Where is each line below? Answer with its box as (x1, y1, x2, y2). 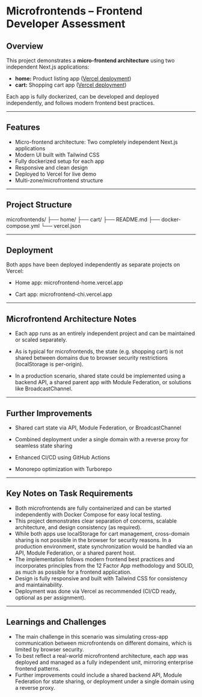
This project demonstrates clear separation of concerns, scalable (14, 517, 177, 524)
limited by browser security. (14, 645, 84, 653)
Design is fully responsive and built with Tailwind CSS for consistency (14, 574, 188, 582)
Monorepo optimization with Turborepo (14, 465, 112, 473)
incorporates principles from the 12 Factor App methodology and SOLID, (14, 562, 194, 569)
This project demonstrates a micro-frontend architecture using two (6, 57, 175, 64)
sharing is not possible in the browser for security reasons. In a (14, 536, 171, 544)
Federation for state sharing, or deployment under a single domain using (14, 678, 194, 685)
